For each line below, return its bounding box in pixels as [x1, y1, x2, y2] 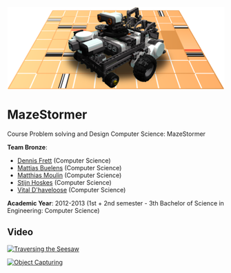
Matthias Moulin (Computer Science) [17, 171, 122, 179]
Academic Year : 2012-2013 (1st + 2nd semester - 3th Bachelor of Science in [7, 199, 224, 207]
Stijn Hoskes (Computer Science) [17, 178, 112, 186]
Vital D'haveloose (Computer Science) [17, 185, 126, 194]
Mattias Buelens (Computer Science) [17, 163, 122, 172]
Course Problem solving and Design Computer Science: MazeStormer [7, 130, 205, 138]
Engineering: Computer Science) [7, 206, 100, 214]
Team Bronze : [7, 143, 48, 151]
